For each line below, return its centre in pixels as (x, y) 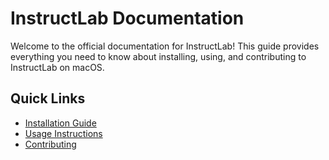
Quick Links (48, 98)
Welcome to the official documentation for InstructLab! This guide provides (165, 46)
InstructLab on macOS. (57, 67)
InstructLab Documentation (127, 18)
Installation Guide (60, 123)
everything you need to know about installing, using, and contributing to (158, 56)
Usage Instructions (63, 133)
